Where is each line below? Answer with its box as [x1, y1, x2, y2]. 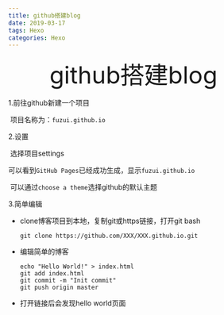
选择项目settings [10, 148, 65, 159]
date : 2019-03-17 [8, 19, 66, 27]
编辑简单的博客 [19, 247, 69, 256]
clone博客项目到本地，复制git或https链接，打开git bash [19, 216, 201, 226]
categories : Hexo [8, 33, 66, 42]
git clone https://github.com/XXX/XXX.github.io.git [19, 232, 199, 240]
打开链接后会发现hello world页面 [19, 298, 126, 308]
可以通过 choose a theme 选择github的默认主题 [10, 182, 157, 192]
